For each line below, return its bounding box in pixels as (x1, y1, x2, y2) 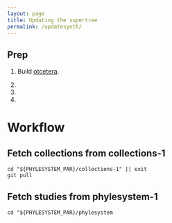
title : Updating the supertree (7, 17, 98, 24)
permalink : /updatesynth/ (7, 23, 82, 30)
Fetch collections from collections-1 (7, 147, 166, 159)
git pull (7, 172, 33, 179)
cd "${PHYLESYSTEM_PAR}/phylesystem (7, 209, 113, 216)
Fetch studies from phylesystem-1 (7, 190, 158, 202)
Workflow (7, 119, 65, 135)
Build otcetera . (17, 67, 60, 76)
